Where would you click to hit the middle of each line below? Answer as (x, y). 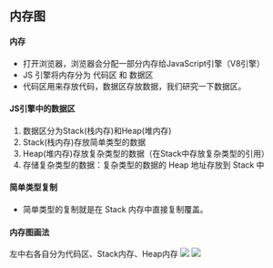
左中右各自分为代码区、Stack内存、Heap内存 (94, 254)
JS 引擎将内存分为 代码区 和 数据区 (88, 75)
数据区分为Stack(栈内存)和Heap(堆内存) (97, 130)
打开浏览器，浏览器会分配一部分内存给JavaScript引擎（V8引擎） (144, 63)
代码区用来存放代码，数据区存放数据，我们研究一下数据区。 (134, 86)
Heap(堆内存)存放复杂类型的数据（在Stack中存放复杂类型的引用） (146, 153)
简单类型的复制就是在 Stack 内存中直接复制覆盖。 (115, 209)
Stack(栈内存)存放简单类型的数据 (84, 142)
